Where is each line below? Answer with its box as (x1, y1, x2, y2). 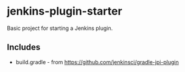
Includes (7, 42, 41, 52)
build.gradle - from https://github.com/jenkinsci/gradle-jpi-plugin (15, 58, 179, 65)
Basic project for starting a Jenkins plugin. (7, 24, 113, 32)
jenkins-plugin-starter (7, 4, 122, 18)
